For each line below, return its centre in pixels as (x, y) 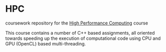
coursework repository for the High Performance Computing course (77, 23)
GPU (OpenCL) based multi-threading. (45, 43)
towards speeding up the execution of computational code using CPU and (83, 38)
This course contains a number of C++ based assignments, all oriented (80, 33)
